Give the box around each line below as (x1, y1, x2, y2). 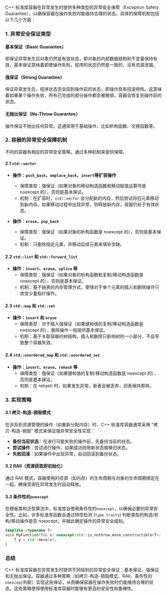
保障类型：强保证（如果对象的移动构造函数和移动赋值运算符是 (19, 183, 147, 189)
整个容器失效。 (24, 340, 55, 346)
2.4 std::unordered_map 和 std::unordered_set (5, 352, 100, 358)
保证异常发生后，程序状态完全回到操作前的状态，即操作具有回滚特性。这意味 (5, 86, 162, 92)
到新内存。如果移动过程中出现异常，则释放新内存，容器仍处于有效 (19, 201, 155, 207)
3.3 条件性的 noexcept (5, 494, 49, 499)
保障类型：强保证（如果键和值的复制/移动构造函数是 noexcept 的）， (19, 370, 159, 376)
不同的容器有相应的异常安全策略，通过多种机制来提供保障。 (5, 149, 127, 155)
